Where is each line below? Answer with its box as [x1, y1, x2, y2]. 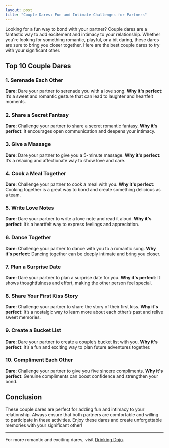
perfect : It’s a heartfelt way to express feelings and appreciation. [5, 221, 140, 228]
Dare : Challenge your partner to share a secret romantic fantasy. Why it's [5, 123, 158, 129]
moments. [5, 99, 26, 105]
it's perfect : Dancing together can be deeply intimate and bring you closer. [5, 251, 161, 257]
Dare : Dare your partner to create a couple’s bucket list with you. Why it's [5, 339, 158, 345]
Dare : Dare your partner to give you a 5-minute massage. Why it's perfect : [5, 152, 161, 158]
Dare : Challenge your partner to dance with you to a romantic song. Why [5, 245, 156, 251]
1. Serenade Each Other [5, 76, 64, 83]
